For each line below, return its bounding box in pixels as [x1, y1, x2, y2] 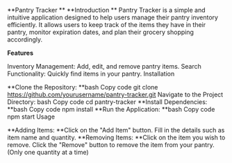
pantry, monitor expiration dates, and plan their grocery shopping [7, 28, 194, 36]
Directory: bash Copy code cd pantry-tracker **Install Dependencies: [7, 98, 208, 106]
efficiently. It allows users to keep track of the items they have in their [7, 21, 206, 28]
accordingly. [7, 35, 43, 44]
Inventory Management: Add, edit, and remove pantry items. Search [7, 62, 201, 70]
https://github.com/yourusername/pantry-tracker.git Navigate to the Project [7, 90, 224, 98]
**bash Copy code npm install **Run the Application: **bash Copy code [7, 105, 215, 113]
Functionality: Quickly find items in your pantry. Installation [7, 69, 175, 78]
